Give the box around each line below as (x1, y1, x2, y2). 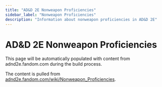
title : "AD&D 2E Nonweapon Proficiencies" (5, 7, 96, 13)
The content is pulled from (5, 71, 61, 77)
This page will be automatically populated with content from (5, 55, 131, 62)
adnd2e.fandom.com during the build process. (5, 61, 102, 67)
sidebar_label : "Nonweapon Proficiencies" (5, 12, 96, 17)
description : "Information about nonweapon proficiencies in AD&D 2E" (5, 17, 157, 22)
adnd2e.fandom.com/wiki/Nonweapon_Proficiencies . (5, 76, 116, 82)
